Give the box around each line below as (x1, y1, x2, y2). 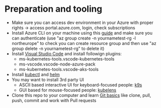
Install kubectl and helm (11, 71, 60, 77)
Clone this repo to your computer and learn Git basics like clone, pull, (11, 92, 151, 98)
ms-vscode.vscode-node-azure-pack (19, 61, 96, 67)
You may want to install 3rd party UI (11, 77, 84, 83)
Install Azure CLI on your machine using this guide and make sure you (11, 30, 153, 36)
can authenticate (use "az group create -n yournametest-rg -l (11, 35, 136, 41)
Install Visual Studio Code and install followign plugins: (11, 50, 122, 57)
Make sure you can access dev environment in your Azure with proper (11, 20, 154, 25)
